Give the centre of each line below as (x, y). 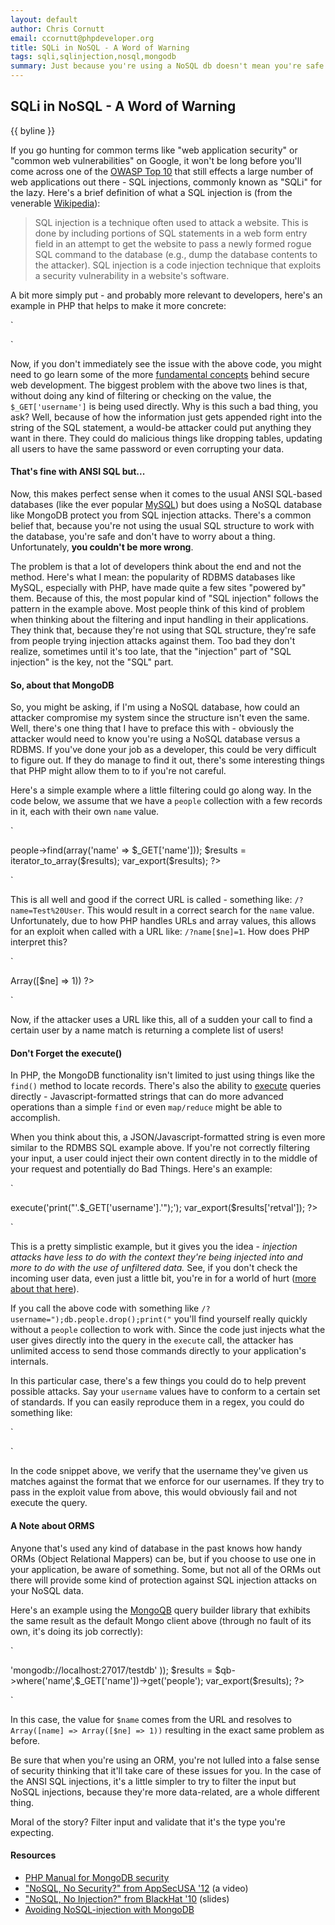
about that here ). (45, 1289)
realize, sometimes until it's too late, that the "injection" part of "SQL (151, 652)
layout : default (44, 19)
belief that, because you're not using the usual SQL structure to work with (162, 526)
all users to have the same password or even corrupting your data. (147, 448)
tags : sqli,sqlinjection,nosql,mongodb (93, 57)
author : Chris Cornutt (57, 29)
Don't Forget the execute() (66, 1053)
